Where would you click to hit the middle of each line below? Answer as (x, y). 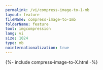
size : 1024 (17, 39)
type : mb (14, 43)
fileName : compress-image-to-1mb (41, 19)
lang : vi (14, 33)
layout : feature (22, 15)
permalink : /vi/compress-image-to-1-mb (47, 10)
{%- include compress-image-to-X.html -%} (52, 62)
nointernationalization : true (37, 48)
